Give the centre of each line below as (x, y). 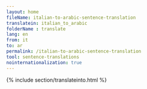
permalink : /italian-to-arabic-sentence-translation (74, 51)
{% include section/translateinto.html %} (57, 80)
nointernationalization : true (44, 62)
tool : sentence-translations (43, 57)
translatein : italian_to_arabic (47, 23)
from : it (17, 40)
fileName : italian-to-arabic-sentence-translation (71, 18)
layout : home (23, 12)
